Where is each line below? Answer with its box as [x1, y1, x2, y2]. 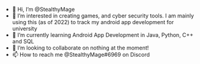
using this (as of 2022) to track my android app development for [12, 19, 174, 25]
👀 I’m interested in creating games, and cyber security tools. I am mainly [12, 12, 194, 19]
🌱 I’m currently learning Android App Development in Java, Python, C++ [12, 31, 194, 39]
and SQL [12, 38, 35, 45]
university [12, 25, 38, 32]
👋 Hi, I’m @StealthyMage [12, 6, 75, 13]
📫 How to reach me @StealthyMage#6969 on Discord [12, 51, 150, 58]
